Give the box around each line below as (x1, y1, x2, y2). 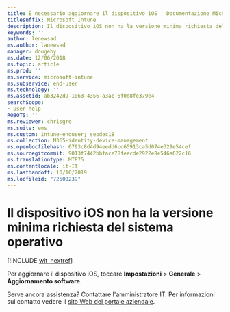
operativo (7, 234, 64, 250)
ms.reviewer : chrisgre (7, 118, 72, 125)
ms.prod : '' (7, 67, 41, 74)
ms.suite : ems (7, 125, 48, 131)
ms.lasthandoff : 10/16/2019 (7, 169, 88, 176)
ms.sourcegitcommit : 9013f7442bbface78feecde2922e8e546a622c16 (7, 150, 192, 157)
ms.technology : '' (7, 86, 60, 93)
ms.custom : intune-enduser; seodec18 (7, 131, 115, 138)
